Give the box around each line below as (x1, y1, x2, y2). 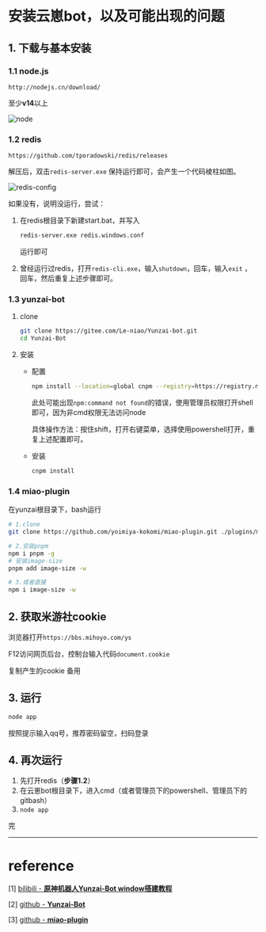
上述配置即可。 (38, 434, 88, 443)
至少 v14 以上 (8, 98, 48, 108)
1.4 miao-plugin (8, 485, 70, 496)
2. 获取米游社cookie (8, 610, 107, 623)
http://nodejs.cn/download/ (8, 83, 101, 91)
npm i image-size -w (8, 586, 77, 594)
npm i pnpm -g (8, 550, 55, 557)
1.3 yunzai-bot (8, 294, 66, 305)
